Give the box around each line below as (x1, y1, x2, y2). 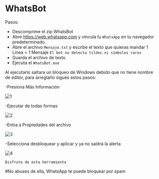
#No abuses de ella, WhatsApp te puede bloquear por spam (5, 168, 126, 174)
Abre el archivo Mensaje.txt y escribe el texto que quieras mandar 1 (12, 44, 148, 50)
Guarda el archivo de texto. (12, 54, 67, 60)
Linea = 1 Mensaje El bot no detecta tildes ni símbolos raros (12, 49, 141, 55)
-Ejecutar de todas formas (5, 103, 58, 109)
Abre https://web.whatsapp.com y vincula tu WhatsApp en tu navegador (12, 34, 155, 40)
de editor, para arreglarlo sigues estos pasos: (5, 74, 96, 80)
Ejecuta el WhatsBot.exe (12, 60, 60, 66)
